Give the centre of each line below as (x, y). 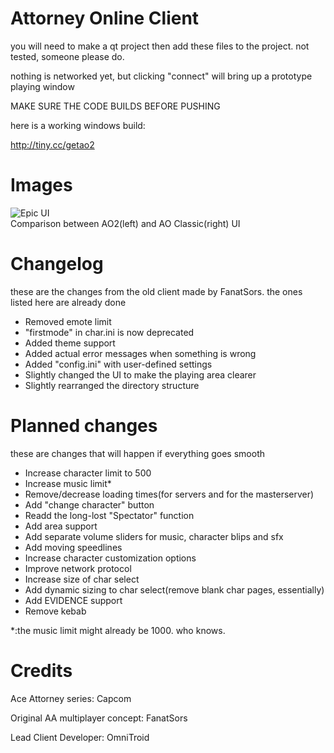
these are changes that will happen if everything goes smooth (137, 453)
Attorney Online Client (105, 18)
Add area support (61, 526)
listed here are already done (68, 302)
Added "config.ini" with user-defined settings (118, 364)
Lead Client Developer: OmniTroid (80, 737)
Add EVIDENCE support (73, 600)
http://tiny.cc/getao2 (52, 144)
